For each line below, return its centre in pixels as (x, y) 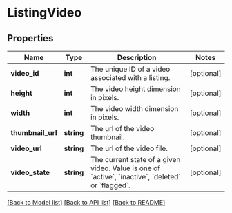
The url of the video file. (129, 148)
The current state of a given (136, 160)
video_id (25, 73)
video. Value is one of (126, 168)
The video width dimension (135, 109)
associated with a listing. (130, 78)
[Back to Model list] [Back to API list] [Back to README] (86, 202)
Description (137, 58)
